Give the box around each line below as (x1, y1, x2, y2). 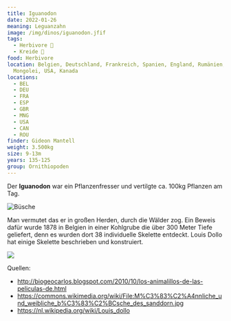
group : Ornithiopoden (7, 163, 69, 170)
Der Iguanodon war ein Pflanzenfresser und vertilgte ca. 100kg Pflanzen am (7, 182, 223, 190)
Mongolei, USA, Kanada (13, 67, 78, 74)
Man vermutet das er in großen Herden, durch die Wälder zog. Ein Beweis (7, 215, 216, 224)
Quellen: (7, 263, 31, 272)
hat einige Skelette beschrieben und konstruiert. (7, 237, 144, 246)
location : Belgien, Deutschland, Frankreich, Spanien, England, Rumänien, (7, 61, 226, 68)
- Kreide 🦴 (13, 49, 45, 56)
